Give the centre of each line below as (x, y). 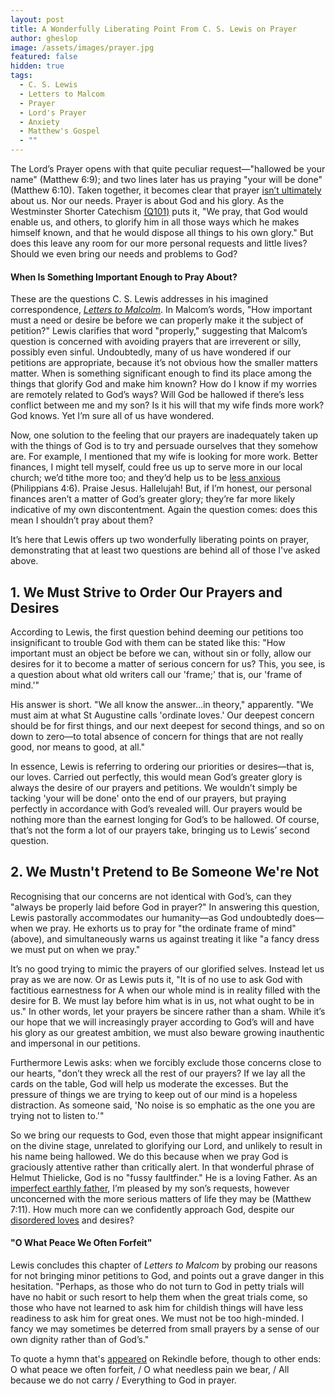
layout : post (37, 19)
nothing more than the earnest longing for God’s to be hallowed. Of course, (165, 820)
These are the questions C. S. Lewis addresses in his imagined (139, 299)
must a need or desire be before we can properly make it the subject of (157, 320)
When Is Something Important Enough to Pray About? (124, 277)
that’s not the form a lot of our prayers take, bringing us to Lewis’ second (160, 830)
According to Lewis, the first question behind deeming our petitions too (157, 632)
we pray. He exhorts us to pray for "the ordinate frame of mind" (166, 928)
